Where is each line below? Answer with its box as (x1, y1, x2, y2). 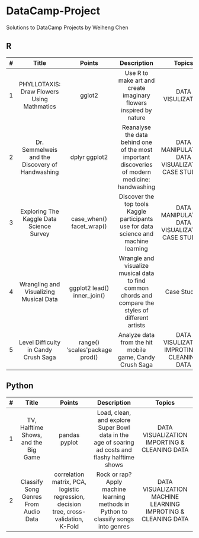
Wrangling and (19, 280, 60, 288)
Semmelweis (21, 145, 58, 154)
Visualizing (24, 287, 55, 296)
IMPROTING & (145, 507, 185, 515)
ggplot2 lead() (69, 284, 110, 292)
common (124, 284, 149, 292)
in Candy (27, 345, 52, 354)
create (127, 83, 146, 92)
